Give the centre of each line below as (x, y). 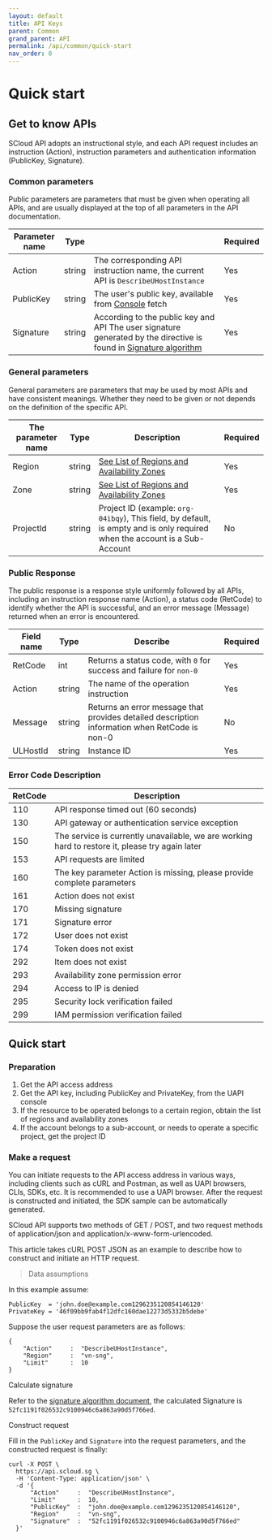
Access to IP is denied (96, 988)
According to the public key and (154, 318)
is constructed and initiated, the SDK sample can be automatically (118, 1201)
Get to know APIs (53, 124)
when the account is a (140, 539)
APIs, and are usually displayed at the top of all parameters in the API (123, 208)
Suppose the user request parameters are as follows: (97, 1327)
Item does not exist (90, 962)
